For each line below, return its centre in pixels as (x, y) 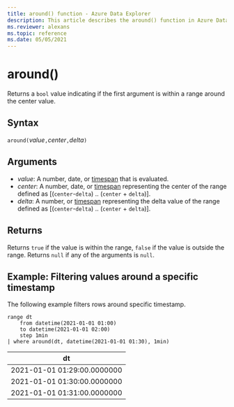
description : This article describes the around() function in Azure (110, 20)
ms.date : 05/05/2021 (37, 40)
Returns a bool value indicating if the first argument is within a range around (116, 94)
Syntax (23, 123)
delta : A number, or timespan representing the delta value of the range (119, 201)
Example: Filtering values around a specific (103, 277)
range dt (20, 317)
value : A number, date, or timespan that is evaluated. (93, 178)
